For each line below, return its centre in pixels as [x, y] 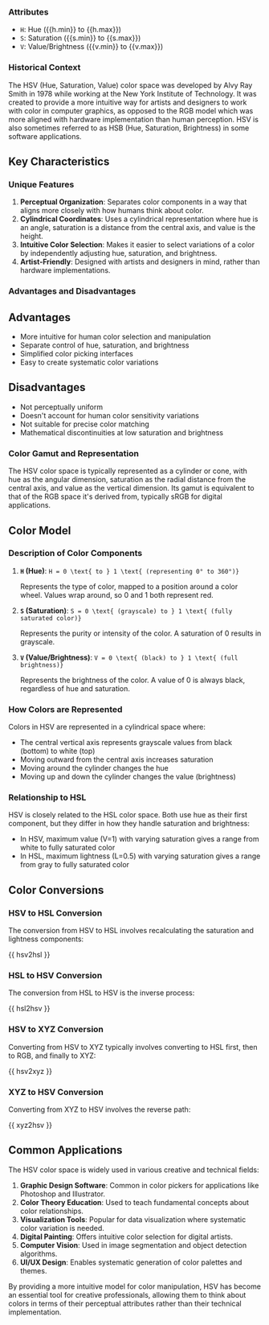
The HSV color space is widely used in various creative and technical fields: [134, 1170]
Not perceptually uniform [61, 407]
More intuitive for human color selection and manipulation [115, 337]
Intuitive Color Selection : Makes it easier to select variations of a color [137, 245]
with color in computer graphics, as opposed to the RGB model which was [131, 110]
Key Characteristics [59, 161]
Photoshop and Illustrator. [63, 1194]
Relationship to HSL [47, 797]
